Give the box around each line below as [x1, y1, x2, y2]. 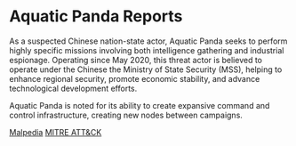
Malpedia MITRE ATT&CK [9, 126, 102, 137]
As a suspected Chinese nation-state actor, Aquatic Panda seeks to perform [9, 36, 288, 46]
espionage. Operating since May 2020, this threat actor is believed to [9, 54, 262, 65]
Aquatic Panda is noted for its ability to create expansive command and [9, 100, 270, 110]
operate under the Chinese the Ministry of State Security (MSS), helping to [9, 64, 283, 75]
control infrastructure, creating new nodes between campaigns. [9, 109, 243, 120]
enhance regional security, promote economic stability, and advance [9, 73, 260, 84]
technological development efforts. [9, 83, 138, 93]
